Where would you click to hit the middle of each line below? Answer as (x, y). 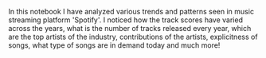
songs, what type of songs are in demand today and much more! (114, 45)
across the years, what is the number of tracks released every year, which (130, 28)
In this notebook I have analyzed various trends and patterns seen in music (131, 12)
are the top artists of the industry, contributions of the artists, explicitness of (133, 37)
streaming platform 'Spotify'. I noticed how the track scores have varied (125, 20)
